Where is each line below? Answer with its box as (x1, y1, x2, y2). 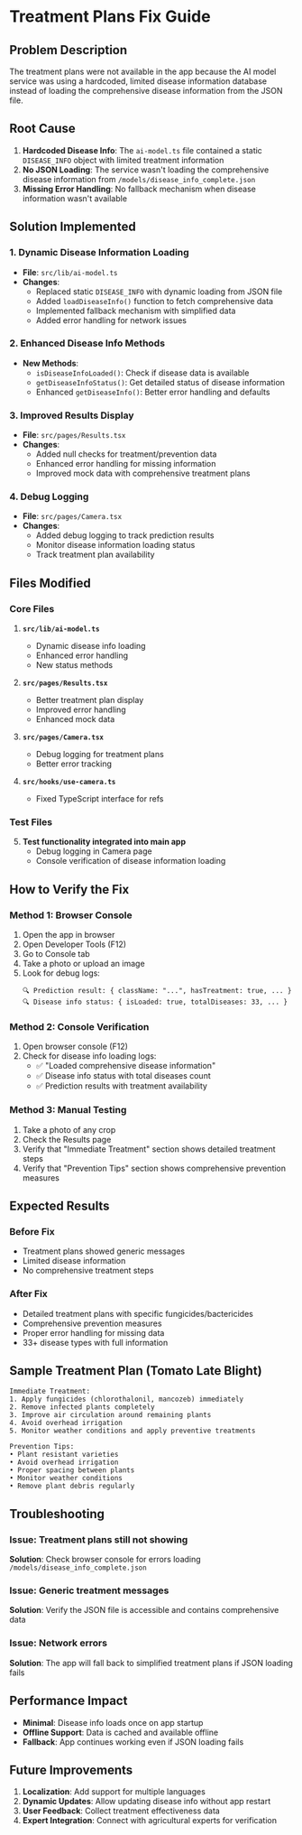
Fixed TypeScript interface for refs (35, 793, 164, 804)
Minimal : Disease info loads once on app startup (22, 1717, 204, 1728)
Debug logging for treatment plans (35, 749, 164, 760)
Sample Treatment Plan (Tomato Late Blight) (9, 1363, 263, 1378)
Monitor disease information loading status (35, 540, 196, 551)
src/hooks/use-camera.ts (22, 778, 116, 787)
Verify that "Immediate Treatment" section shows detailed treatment (22, 1144, 277, 1154)
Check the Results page (22, 1134, 112, 1145)
